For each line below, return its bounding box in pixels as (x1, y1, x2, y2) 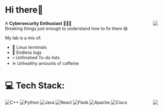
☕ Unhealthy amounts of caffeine (12, 60, 79, 66)
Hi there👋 (5, 4, 44, 16)
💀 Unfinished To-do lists (12, 54, 60, 60)
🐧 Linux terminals (12, 44, 47, 50)
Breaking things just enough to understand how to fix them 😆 (5, 25, 128, 31)
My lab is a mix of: (5, 35, 42, 41)
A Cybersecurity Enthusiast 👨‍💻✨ (5, 20, 72, 26)
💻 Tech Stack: (5, 80, 65, 91)
